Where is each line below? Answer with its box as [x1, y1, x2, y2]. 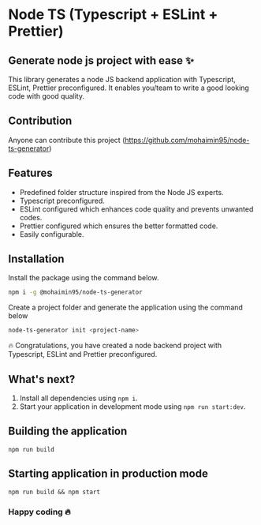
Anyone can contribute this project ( [8, 135, 125, 144]
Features [8, 167, 53, 180]
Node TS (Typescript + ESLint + [8, 6, 218, 24]
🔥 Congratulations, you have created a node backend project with [8, 341, 222, 351]
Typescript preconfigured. [19, 196, 105, 205]
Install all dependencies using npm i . [19, 393, 138, 403]
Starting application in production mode [8, 467, 209, 481]
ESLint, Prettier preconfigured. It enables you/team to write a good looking [8, 83, 250, 92]
